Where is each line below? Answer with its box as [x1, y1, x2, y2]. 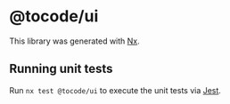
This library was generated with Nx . [9, 36, 140, 46]
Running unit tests [9, 61, 113, 76]
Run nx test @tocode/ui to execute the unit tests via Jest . [9, 84, 221, 95]
